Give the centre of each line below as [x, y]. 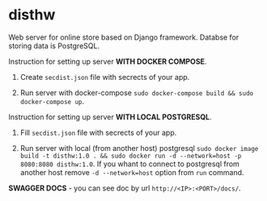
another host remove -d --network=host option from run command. [132, 172]
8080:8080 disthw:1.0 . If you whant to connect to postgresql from [130, 164]
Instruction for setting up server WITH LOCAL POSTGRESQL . [110, 117]
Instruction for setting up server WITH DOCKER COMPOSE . [108, 61]
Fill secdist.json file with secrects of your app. [98, 132]
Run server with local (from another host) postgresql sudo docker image [139, 148]
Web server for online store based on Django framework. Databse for [124, 37]
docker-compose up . [52, 101]
